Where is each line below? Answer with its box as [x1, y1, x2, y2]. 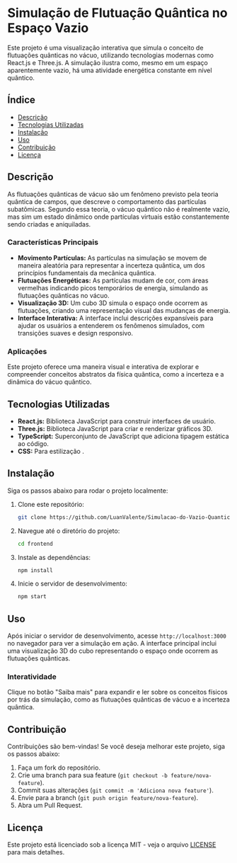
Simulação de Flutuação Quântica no [7, 5, 228, 21]
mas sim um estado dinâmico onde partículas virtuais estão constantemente [7, 212, 230, 221]
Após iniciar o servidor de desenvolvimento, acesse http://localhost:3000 [7, 631, 226, 640]
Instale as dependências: [17, 553, 91, 561]
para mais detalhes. [7, 848, 65, 857]
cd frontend [17, 540, 53, 547]
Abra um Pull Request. [17, 801, 83, 810]
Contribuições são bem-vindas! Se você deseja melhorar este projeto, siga [7, 742, 225, 751]
